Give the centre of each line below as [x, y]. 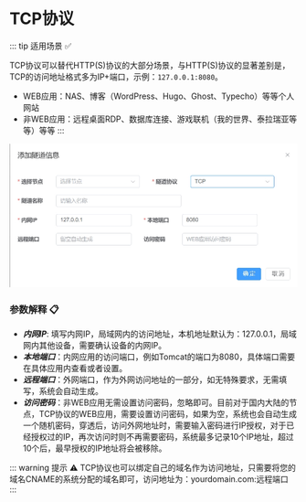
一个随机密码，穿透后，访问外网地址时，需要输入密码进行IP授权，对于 [154, 425]
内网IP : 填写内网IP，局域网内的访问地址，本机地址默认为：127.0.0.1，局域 [159, 334]
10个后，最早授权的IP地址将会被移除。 [95, 448]
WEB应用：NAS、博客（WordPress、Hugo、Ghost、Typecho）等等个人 [158, 96]
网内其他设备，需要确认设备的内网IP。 [95, 345]
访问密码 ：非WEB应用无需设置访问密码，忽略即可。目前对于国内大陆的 [156, 402]
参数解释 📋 [34, 309]
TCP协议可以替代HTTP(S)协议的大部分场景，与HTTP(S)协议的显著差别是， [150, 65]
